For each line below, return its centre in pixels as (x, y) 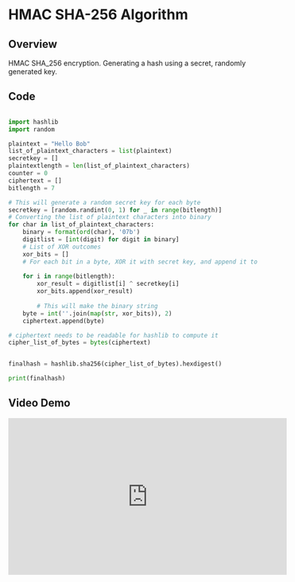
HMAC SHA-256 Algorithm (98, 15)
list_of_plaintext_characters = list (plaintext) (90, 151)
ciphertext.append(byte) (64, 321)
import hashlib (33, 122)
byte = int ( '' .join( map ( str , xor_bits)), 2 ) (97, 313)
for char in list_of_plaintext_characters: (82, 225)
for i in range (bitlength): (69, 276)
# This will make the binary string (97, 306)
